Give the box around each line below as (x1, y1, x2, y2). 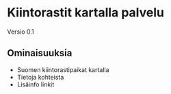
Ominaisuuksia (7, 47, 73, 59)
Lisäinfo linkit (16, 80, 55, 89)
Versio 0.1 (7, 27, 34, 36)
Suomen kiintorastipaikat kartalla (16, 65, 109, 73)
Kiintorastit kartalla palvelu (7, 5, 164, 21)
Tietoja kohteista (16, 73, 64, 81)
